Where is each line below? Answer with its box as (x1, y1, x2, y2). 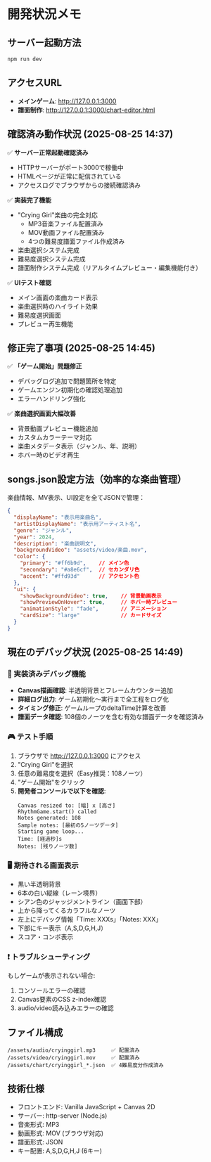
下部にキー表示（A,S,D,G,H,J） (17, 924, 108, 932)
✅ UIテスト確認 (7, 278, 51, 287)
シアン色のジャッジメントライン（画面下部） (17, 898, 147, 906)
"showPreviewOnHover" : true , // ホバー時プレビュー (20, 599, 178, 606)
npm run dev (7, 56, 42, 63)
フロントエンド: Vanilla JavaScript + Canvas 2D (17, 1102, 155, 1111)
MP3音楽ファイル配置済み (27, 219, 103, 228)
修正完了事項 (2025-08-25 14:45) (7, 342, 156, 354)
